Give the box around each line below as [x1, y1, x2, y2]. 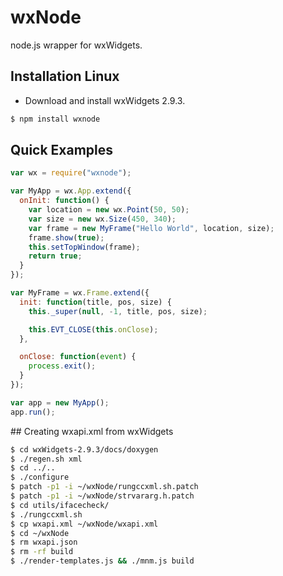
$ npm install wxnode [10, 114, 101, 124]
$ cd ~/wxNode [10, 528, 70, 538]
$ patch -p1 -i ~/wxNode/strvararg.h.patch [10, 491, 195, 501]
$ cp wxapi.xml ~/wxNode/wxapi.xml [10, 519, 159, 529]
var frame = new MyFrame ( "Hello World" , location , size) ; [28, 223, 275, 233]
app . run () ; [10, 407, 56, 417]
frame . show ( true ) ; [28, 232, 105, 243]
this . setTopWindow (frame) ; [28, 242, 141, 252]
